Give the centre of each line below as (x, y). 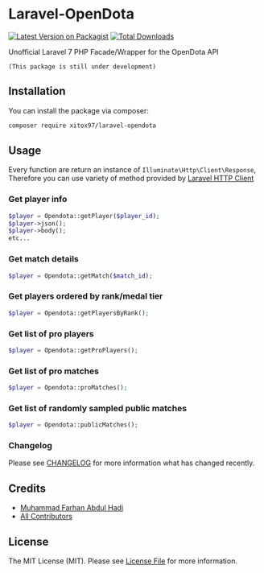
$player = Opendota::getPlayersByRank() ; (79, 313)
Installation (37, 91)
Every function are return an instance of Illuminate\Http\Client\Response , (132, 170)
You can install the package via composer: (78, 110)
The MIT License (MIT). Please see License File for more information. (123, 561)
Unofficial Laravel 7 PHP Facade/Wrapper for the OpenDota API (113, 52)
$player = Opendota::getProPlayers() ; (73, 350)
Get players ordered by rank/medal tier (86, 296)
